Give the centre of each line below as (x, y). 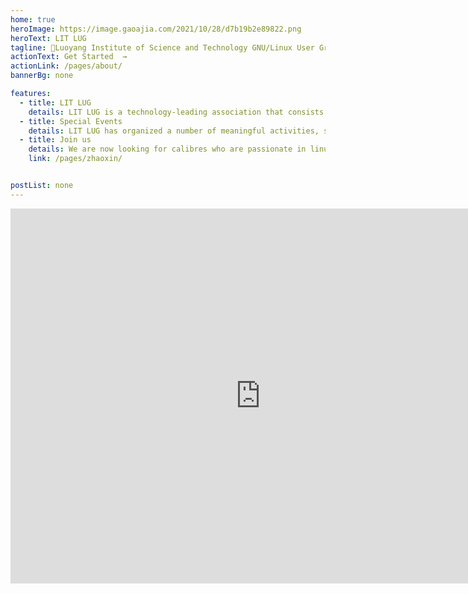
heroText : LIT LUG (48, 38)
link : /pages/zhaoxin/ (75, 159)
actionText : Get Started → (69, 57)
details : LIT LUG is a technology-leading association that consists (176, 112)
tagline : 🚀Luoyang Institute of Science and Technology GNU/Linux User (162, 47)
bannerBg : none (42, 76)
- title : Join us (55, 140)
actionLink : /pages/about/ (66, 66)
